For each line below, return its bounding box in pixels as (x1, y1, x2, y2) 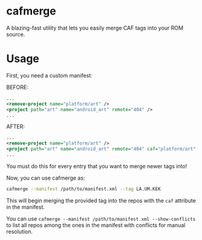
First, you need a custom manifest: (6, 71, 93, 79)
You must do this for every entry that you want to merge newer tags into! (6, 162, 187, 170)
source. (6, 30, 25, 37)
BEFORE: (6, 83, 29, 91)
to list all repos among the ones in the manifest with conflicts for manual (6, 221, 186, 229)
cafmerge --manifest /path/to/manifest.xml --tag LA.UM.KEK (6, 186, 161, 192)
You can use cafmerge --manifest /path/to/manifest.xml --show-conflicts (6, 215, 196, 222)
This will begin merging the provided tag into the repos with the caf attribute (6, 196, 197, 204)
